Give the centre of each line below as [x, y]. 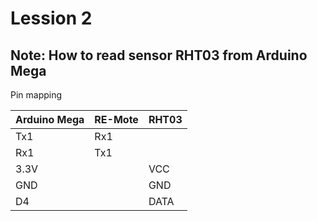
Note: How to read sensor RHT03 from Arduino [159, 55]
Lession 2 [51, 18]
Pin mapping [36, 95]
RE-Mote [116, 119]
